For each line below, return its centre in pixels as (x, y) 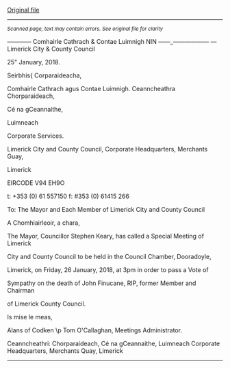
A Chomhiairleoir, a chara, (43, 223)
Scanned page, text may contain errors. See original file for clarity (85, 29)
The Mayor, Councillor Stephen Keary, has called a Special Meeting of (105, 236)
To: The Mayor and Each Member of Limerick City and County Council (106, 209)
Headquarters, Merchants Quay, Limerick (65, 351)
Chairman (21, 290)
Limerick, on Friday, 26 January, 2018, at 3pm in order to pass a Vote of (108, 270)
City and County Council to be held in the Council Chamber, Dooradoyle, (109, 257)
